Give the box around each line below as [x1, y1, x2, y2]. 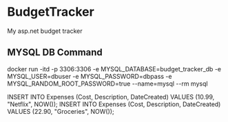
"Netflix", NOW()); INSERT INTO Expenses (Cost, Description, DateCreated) [7, 100, 221, 108]
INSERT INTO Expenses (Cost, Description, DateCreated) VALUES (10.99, [7, 93, 215, 101]
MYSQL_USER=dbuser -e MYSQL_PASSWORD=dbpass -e [7, 72, 172, 80]
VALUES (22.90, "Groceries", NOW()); [7, 107, 115, 115]
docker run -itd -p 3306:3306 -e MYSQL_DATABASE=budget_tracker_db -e [7, 64, 222, 73]
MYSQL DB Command [7, 47, 103, 58]
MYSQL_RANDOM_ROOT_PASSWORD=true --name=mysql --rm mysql [7, 80, 208, 88]
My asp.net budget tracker [7, 27, 83, 35]
